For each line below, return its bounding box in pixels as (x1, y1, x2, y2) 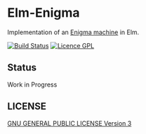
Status (7, 61, 37, 74)
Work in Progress (7, 80, 58, 89)
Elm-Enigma (7, 5, 80, 21)
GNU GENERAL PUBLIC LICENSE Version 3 (7, 119, 132, 127)
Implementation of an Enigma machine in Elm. (7, 28, 140, 36)
